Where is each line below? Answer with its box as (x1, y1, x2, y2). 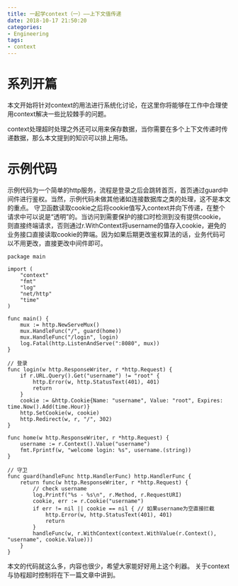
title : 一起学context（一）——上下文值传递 (7, 10, 122, 18)
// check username (33, 485, 87, 492)
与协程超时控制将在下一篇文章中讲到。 (7, 570, 119, 579)
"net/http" (20, 290, 52, 298)
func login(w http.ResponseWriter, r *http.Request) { (7, 366, 173, 373)
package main (7, 253, 46, 260)
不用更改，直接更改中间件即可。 (13, 239, 107, 247)
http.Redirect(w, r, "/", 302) (20, 415, 113, 422)
